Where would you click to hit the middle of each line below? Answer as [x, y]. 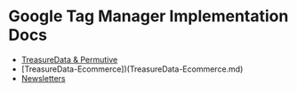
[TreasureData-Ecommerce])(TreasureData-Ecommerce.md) [132, 69]
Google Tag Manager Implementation [148, 16]
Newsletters [43, 78]
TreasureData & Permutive [69, 59]
